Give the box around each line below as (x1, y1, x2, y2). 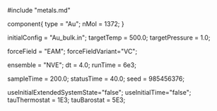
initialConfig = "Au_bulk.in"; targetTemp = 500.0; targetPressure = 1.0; (7, 33, 211, 42)
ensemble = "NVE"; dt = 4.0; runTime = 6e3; (7, 61, 136, 69)
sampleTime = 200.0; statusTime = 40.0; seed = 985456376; (7, 74, 185, 83)
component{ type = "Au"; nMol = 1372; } (7, 20, 125, 28)
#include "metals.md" (7, 6, 71, 14)
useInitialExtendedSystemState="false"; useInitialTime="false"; (7, 88, 192, 96)
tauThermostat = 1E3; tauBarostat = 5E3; (7, 95, 126, 104)
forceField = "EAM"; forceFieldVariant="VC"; (7, 47, 138, 55)
